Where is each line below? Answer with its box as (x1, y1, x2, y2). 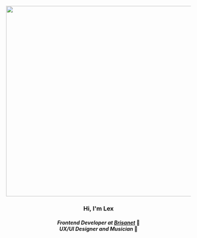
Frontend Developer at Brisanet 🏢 (57, 219, 140, 226)
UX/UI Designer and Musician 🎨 (59, 225, 138, 232)
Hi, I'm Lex (83, 204, 114, 212)
